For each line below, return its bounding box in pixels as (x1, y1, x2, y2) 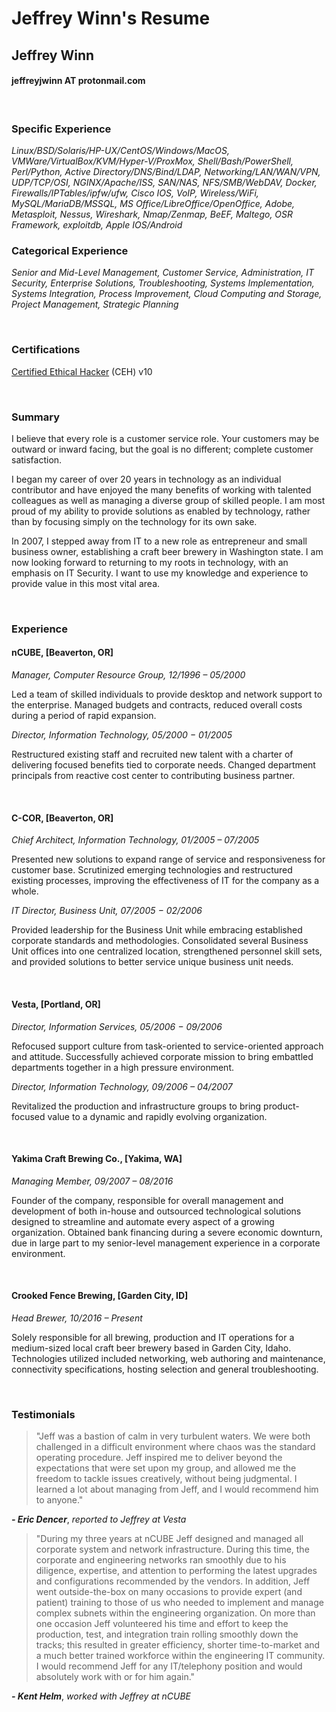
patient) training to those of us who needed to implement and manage (35, 1597, 324, 1609)
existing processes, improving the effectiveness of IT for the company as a (11, 875, 320, 887)
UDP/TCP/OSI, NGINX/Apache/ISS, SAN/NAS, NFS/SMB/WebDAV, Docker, (11, 177, 318, 189)
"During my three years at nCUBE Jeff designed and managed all (35, 1533, 304, 1545)
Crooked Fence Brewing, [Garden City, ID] (11, 1290, 189, 1302)
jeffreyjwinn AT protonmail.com (11, 75, 146, 87)
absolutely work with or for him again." (35, 1671, 196, 1683)
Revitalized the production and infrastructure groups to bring (11, 1100, 262, 1112)
